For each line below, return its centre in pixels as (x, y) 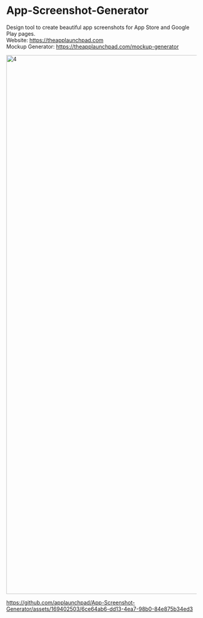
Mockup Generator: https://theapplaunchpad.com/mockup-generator (93, 47)
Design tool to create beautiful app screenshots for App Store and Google (98, 27)
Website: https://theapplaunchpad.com (55, 40)
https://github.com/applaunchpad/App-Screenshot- (71, 602)
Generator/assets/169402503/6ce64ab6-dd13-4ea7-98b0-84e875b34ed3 (100, 609)
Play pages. (21, 33)
